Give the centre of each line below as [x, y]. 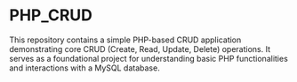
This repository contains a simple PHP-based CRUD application [125, 40]
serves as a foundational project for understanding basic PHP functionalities [149, 58]
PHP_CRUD [51, 15]
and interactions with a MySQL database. [84, 68]
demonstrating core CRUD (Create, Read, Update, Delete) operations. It [140, 48]
